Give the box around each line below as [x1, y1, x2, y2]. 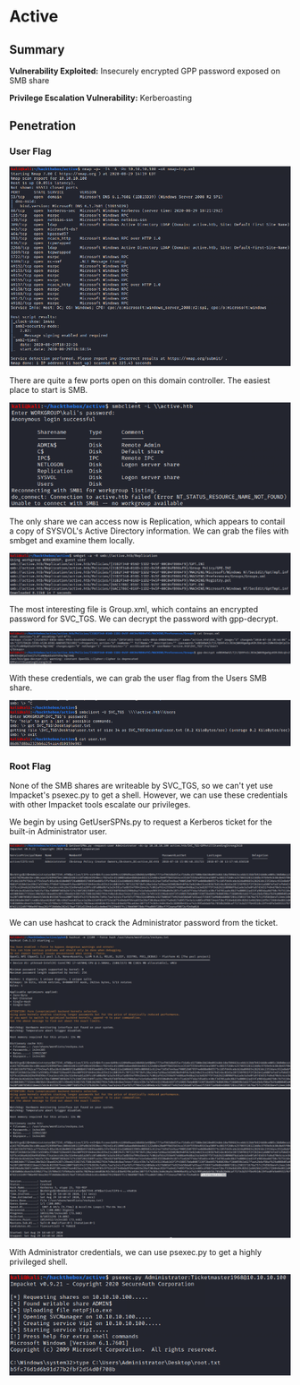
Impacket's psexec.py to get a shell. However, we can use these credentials [9, 790, 288, 800]
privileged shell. [9, 1256, 69, 1267]
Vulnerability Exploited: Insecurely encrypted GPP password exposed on [9, 65, 281, 76]
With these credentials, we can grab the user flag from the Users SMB [9, 672, 268, 683]
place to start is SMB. [9, 384, 88, 395]
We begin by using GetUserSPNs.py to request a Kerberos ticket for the [9, 816, 272, 827]
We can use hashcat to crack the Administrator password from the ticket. [9, 918, 279, 928]
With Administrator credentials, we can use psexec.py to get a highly [9, 1246, 262, 1257]
